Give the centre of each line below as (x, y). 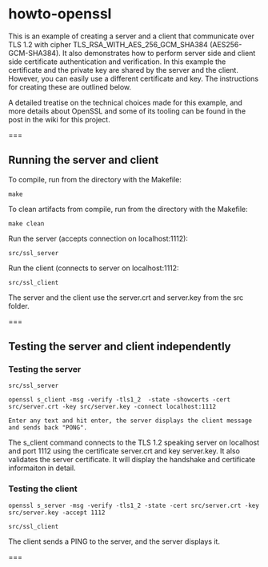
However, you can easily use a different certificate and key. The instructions (133, 78)
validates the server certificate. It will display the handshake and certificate (132, 460)
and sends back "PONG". (48, 428)
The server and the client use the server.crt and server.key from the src (126, 297)
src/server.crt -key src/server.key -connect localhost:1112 (112, 407)
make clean (26, 224)
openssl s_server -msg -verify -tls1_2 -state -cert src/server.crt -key (134, 505)
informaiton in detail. (42, 468)
